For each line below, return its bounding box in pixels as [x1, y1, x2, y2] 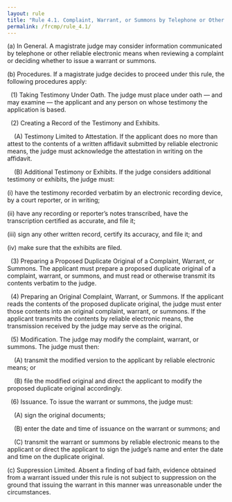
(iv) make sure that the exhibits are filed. [7, 244, 123, 252]
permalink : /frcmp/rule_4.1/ [7, 23, 91, 30]
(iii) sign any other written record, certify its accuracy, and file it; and [7, 230, 203, 239]
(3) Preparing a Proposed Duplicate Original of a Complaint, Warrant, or [10, 257, 215, 265]
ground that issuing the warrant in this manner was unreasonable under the [7, 481, 222, 489]
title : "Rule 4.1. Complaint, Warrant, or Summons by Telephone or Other [7, 17, 225, 24]
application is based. [7, 105, 66, 114]
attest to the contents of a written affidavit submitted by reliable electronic [7, 140, 219, 148]
